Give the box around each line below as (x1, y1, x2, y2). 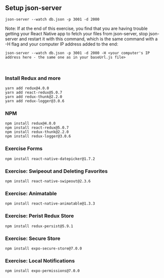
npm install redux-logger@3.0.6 (5, 134, 71, 139)
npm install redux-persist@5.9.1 (5, 224, 73, 229)
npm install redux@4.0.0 (5, 121, 56, 126)
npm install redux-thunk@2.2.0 (5, 130, 69, 135)
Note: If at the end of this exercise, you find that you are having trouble (5, 25, 148, 31)
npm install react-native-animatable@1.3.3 (5, 201, 95, 206)
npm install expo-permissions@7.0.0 (5, 269, 80, 274)
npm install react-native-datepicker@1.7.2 (5, 156, 95, 161)
